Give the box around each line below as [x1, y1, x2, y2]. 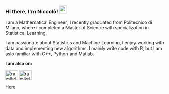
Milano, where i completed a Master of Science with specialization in [5, 25, 149, 31]
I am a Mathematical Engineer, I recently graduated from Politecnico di [5, 19, 152, 25]
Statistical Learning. [5, 30, 47, 36]
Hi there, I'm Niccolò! [5, 8, 58, 15]
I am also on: [5, 61, 33, 67]
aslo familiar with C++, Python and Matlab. [5, 51, 94, 57]
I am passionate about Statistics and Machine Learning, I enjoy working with [5, 40, 164, 46]
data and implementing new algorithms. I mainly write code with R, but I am [5, 45, 162, 52]
